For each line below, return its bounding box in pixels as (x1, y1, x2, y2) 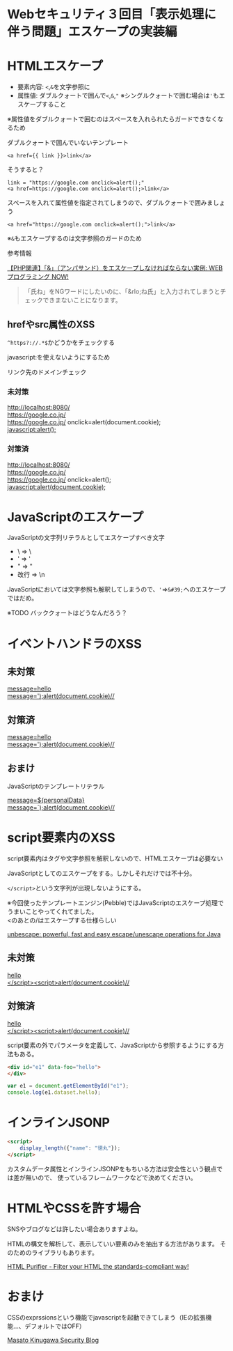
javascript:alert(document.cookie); (7, 482, 106, 491)
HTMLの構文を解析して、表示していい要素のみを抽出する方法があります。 (7, 1240, 219, 1248)
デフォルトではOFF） (24, 1322, 86, 1330)
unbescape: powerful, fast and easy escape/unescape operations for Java (7, 930, 221, 939)
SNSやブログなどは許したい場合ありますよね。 (7, 1224, 142, 1233)
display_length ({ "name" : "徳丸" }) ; (19, 1144, 121, 1152)
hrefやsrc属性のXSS (7, 318, 95, 330)
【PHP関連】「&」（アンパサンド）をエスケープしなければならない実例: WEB (7, 264, 223, 272)
